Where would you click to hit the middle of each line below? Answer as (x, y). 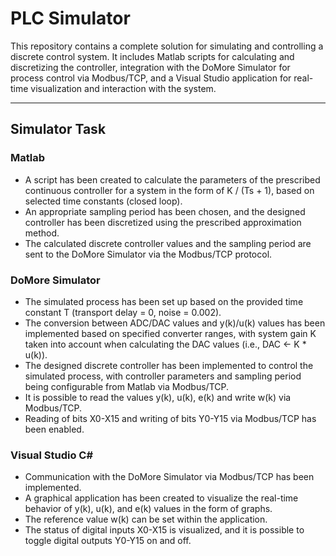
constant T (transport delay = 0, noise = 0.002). (123, 312)
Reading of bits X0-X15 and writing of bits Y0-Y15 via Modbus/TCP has (170, 418)
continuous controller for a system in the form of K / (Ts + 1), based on (169, 190)
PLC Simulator (70, 18)
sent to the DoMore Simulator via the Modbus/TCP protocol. (148, 254)
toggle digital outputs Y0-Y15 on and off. (108, 541)
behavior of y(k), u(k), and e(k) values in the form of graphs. (148, 509)
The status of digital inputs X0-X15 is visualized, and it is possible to (164, 530)
